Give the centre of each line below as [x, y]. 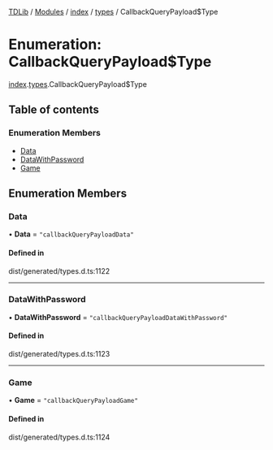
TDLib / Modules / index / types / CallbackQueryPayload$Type [113, 12]
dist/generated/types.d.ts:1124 [59, 437]
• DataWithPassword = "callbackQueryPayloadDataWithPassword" [118, 317]
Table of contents [54, 110]
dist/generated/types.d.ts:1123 [59, 354]
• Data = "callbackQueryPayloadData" [71, 234]
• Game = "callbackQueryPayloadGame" [73, 400]
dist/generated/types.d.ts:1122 [59, 270]
